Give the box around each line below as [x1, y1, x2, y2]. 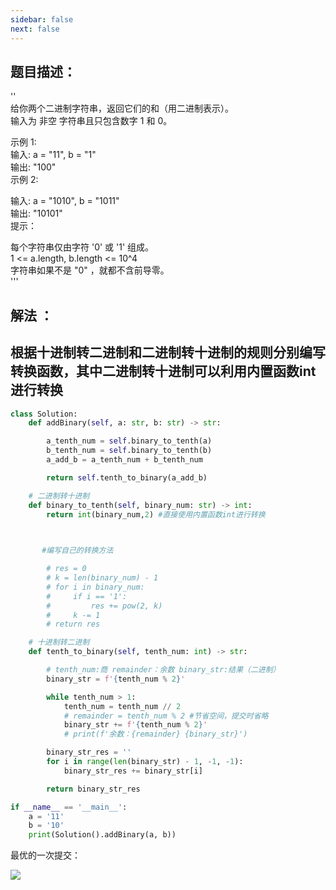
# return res [46, 619, 101, 630]
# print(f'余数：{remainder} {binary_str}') [63, 729, 248, 740]
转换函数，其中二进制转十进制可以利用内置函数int [10, 363, 317, 380]
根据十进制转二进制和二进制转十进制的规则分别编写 [10, 344, 326, 361]
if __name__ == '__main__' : [10, 802, 128, 812]
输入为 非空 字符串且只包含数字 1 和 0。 [10, 115, 173, 127]
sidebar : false [10, 14, 74, 25]
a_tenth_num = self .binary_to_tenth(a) [46, 436, 213, 446]
